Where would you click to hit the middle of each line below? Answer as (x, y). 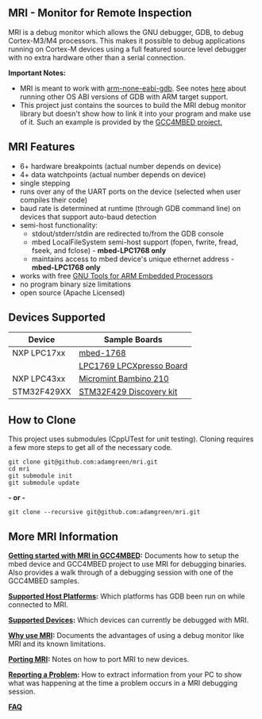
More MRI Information (64, 536)
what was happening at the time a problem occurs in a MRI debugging (123, 683)
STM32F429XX (42, 392)
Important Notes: (37, 73)
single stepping (45, 183)
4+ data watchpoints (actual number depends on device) (113, 175)
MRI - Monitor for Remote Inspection (100, 13)
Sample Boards (133, 340)
